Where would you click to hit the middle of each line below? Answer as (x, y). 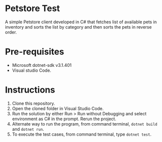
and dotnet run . (28, 129)
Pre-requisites (35, 52)
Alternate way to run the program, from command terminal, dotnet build (85, 124)
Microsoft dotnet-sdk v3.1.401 (42, 65)
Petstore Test (32, 8)
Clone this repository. (33, 103)
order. (11, 32)
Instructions (30, 90)
